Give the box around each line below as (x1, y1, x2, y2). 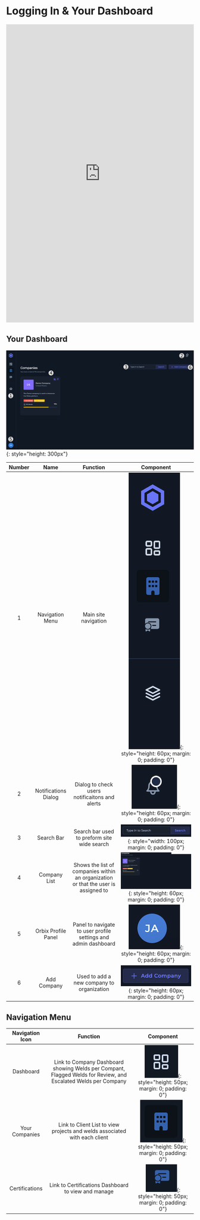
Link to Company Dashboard (54, 1058, 124, 1066)
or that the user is (72, 881, 116, 888)
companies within (72, 868, 116, 875)
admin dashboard (72, 940, 115, 947)
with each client (69, 1134, 108, 1141)
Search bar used (73, 828, 114, 835)
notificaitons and (73, 793, 115, 800)
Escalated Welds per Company (51, 1077, 127, 1085)
